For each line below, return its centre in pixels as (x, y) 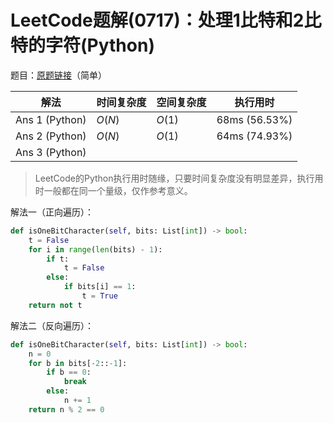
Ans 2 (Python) (51, 136)
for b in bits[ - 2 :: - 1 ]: (78, 363)
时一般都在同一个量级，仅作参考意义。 (113, 190)
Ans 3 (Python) (51, 152)
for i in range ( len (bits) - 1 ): (95, 249)
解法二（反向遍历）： (52, 325)
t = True (99, 296)
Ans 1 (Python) (51, 119)
